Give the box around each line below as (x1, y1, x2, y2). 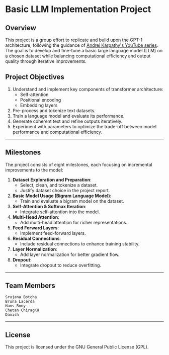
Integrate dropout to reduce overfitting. (20, 262, 102, 268)
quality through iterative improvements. (5, 58, 87, 64)
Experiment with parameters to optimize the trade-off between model (12, 123, 157, 129)
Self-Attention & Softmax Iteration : (12, 203, 87, 209)
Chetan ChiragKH (5, 308, 39, 313)
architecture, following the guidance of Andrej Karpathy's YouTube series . (5, 42, 158, 48)
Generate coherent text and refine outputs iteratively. (12, 118, 123, 124)
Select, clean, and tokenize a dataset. (20, 182, 98, 188)
